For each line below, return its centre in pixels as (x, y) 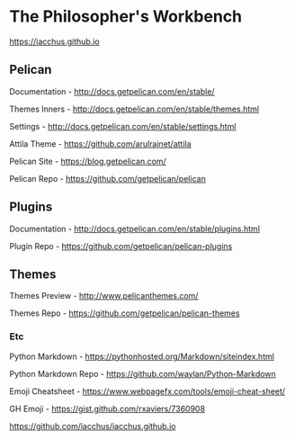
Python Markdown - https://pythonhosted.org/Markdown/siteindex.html (142, 356)
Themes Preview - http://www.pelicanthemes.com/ (104, 296)
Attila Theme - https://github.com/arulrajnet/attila (100, 144)
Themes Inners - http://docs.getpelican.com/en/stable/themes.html (134, 109)
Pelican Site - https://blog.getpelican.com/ (88, 161)
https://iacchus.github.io (55, 41)
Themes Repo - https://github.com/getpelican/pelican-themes (125, 313)
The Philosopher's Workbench (126, 17)
